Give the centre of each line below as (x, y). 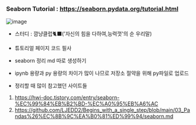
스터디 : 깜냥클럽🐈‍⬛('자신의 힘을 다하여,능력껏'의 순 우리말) (83, 34)
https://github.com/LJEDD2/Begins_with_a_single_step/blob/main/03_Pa (102, 110)
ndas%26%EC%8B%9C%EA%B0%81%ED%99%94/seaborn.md (94, 116)
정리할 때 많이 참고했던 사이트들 (51, 86)
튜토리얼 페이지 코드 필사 (43, 48)
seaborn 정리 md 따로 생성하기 (50, 61)
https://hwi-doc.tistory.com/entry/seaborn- (67, 98)
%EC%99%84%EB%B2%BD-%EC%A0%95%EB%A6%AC (86, 104)
